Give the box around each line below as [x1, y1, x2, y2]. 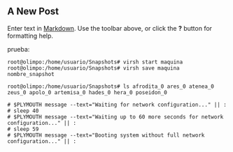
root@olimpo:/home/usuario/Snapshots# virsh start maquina [7, 59, 183, 66]
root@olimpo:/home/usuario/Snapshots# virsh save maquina [7, 64, 180, 72]
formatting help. [7, 31, 54, 40]
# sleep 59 [7, 126, 39, 132]
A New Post [7, 6, 59, 17]
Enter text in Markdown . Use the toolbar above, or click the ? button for [7, 24, 212, 32]
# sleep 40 [7, 107, 39, 114]
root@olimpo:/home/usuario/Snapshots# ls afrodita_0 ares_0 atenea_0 [7, 83, 215, 90]
